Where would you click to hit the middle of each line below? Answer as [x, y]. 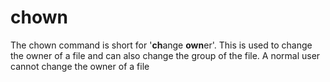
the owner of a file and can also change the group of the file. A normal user [165, 55]
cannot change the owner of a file [80, 66]
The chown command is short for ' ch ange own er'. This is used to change [161, 45]
